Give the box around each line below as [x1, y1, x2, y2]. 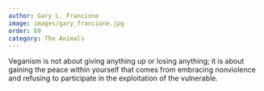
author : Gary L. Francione [8, 11, 99, 20]
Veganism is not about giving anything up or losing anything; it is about [8, 56, 245, 66]
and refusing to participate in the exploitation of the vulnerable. [8, 73, 218, 83]
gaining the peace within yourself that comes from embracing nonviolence [8, 65, 256, 75]
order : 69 [8, 27, 42, 35]
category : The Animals [8, 34, 85, 43]
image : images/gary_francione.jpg [8, 19, 125, 27]
